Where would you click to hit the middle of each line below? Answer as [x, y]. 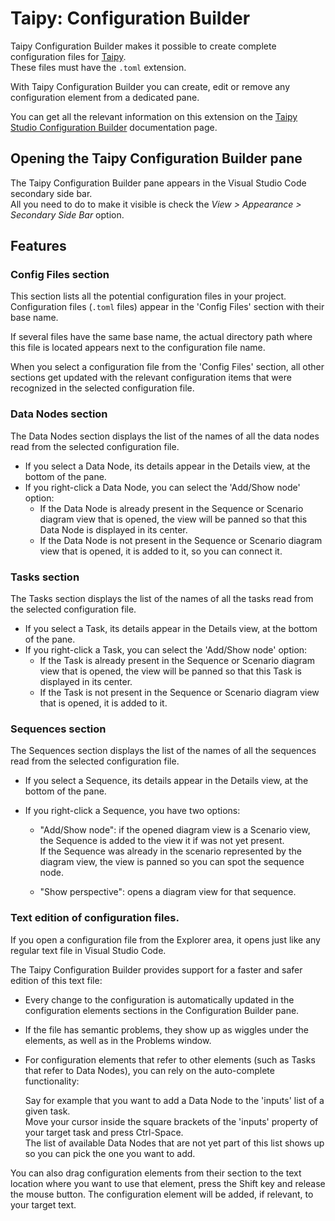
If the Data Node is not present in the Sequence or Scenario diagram [181, 540]
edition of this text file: [56, 980]
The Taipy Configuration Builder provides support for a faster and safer [156, 969]
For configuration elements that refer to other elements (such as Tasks [170, 1059]
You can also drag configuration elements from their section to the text [156, 1173]
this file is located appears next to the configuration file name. [138, 348]
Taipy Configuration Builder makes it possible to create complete [143, 46]
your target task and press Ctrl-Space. [104, 1132]
